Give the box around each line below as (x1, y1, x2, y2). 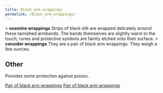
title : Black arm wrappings (5, 7, 63, 12)
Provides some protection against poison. (5, 73, 89, 79)
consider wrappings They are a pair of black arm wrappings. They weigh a (5, 41, 157, 46)
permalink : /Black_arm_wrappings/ (5, 12, 76, 17)
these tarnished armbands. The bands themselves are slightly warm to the (5, 30, 156, 36)
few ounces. (5, 46, 30, 52)
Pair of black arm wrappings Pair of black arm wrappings (5, 83, 120, 89)
